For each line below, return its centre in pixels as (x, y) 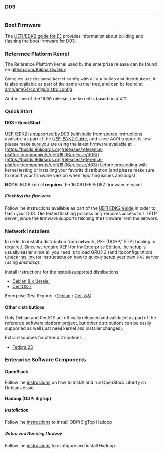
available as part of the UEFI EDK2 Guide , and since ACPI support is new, (79, 139)
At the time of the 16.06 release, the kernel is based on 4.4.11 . (67, 98)
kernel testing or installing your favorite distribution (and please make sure (80, 170)
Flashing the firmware (28, 196)
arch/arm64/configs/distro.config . (40, 89)
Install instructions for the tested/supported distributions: (62, 272)
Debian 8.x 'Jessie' (31, 281)
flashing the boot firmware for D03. (41, 41)
